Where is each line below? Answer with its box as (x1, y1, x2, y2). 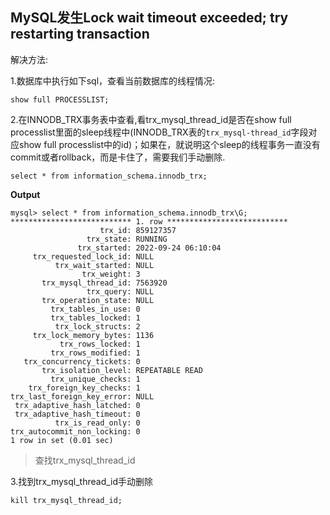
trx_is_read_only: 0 (54, 418, 141, 428)
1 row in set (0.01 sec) (10, 435, 114, 445)
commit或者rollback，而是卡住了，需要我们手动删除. (10, 151, 226, 163)
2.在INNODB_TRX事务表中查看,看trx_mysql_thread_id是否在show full (10, 113, 292, 125)
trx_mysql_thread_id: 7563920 (41, 278, 168, 288)
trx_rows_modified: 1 (50, 348, 141, 358)
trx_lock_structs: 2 (54, 321, 141, 332)
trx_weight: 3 (81, 269, 141, 279)
